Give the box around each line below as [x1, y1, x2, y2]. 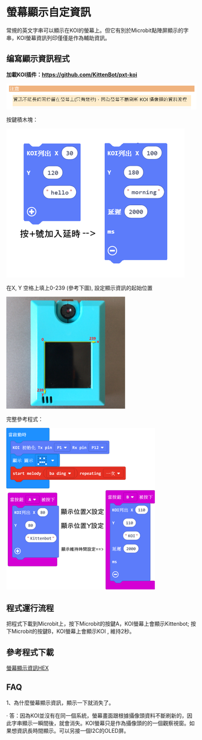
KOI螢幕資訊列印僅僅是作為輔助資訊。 [16, 34, 110, 41]
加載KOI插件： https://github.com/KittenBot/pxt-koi [6, 71, 137, 78]
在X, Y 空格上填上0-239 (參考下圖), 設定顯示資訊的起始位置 [6, 284, 153, 292]
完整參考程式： [6, 416, 43, 423]
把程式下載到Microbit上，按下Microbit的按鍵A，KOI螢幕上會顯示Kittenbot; [6, 620, 190, 627]
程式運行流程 [6, 603, 54, 613]
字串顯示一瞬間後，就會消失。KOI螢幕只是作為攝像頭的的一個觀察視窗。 [11, 719, 190, 727]
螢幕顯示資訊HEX [6, 664, 49, 672]
